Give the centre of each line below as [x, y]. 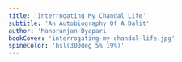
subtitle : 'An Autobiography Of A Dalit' [79, 23]
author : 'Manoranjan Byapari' [59, 31]
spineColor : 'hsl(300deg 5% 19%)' [67, 46]
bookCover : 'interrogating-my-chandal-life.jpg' [92, 38]
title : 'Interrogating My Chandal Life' [78, 16]
